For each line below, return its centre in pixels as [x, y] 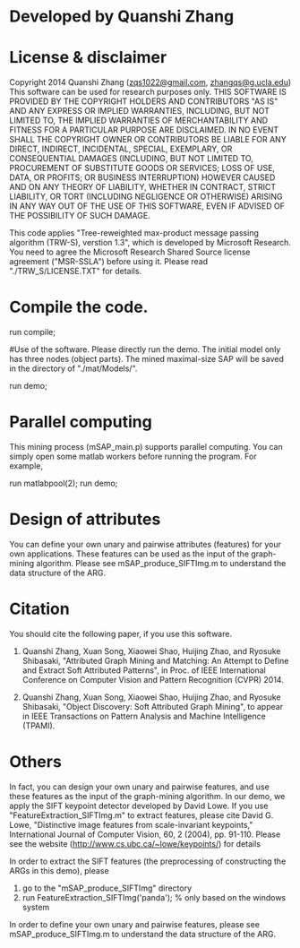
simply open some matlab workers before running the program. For [133, 456]
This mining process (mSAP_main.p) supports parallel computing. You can [146, 447]
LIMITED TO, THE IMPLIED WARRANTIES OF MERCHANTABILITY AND [139, 121]
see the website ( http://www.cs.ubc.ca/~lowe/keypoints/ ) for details [135, 843]
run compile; [33, 332]
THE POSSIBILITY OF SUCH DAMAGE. [80, 216]
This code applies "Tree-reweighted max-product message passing [134, 233]
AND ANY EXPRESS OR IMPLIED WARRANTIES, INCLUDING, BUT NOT [140, 111]
